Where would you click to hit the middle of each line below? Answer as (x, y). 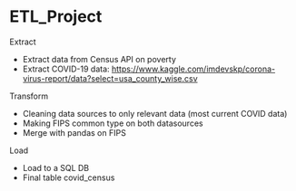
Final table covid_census (69, 177)
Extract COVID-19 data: (66, 69)
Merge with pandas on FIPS (74, 132)
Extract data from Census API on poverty (99, 59)
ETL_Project (56, 17)
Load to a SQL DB (55, 167)
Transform (29, 96)
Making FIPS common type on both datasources (113, 123)
